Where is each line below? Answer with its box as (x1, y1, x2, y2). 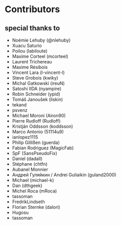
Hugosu (12, 209, 29, 215)
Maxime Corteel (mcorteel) (12, 53, 69, 59)
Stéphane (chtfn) (12, 161, 48, 167)
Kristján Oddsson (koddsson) (12, 123, 73, 129)
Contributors (5, 4, 60, 15)
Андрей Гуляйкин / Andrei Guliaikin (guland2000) (12, 172, 116, 178)
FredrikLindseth (12, 199, 45, 205)
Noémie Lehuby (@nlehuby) (12, 37, 71, 43)
